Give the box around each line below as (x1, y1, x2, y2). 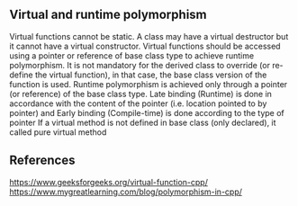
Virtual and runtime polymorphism (9, 7, 207, 22)
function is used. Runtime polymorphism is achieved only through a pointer (9, 78, 288, 89)
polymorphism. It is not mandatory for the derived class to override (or (9, 59, 270, 70)
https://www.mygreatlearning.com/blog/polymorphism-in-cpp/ (9, 186, 243, 197)
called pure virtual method (9, 126, 107, 138)
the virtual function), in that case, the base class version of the (34, 69, 267, 80)
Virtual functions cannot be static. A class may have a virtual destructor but (9, 31, 289, 41)
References (9, 153, 76, 168)
